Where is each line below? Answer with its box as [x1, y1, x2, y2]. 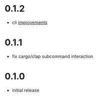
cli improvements [11, 19, 48, 25]
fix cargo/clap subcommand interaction [11, 53, 93, 59]
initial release [11, 87, 39, 93]
